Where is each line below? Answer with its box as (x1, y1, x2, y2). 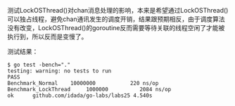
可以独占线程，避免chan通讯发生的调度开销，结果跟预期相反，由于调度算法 (7, 15, 225, 23)
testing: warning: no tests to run (7, 67, 112, 74)
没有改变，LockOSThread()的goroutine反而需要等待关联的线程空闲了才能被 (7, 24, 225, 32)
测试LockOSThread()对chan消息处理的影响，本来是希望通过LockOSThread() (7, 6, 229, 14)
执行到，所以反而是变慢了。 (7, 32, 88, 41)
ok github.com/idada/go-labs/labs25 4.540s (7, 92, 153, 99)
